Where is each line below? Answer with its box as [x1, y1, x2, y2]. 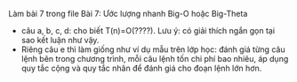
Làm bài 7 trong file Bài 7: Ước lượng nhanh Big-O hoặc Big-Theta [8, 9, 248, 19]
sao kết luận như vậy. [20, 35, 100, 45]
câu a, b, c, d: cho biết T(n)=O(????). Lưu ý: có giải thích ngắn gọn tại [20, 26, 276, 35]
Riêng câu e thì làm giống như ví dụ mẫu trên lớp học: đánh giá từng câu [20, 44, 285, 55]
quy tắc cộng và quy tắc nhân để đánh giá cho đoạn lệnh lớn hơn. [20, 63, 262, 73]
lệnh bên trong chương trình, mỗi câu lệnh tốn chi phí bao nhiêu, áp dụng [20, 54, 289, 63]
